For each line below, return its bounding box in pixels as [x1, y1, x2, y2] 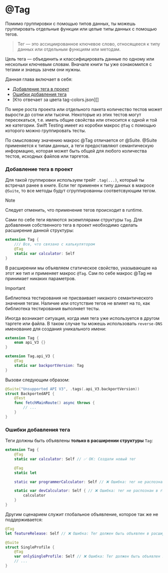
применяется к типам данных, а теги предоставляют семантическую [5, 142, 154, 149]
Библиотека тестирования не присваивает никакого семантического [5, 295, 153, 301]
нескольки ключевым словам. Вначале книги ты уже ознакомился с [5, 61, 152, 67]
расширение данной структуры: [5, 227, 74, 234]
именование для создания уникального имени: [5, 326, 106, 332]
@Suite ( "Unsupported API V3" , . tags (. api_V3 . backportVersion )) [5, 386, 140, 391]
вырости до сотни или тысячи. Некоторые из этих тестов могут [5, 112, 141, 118]
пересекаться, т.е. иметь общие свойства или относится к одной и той [5, 117, 157, 123]
